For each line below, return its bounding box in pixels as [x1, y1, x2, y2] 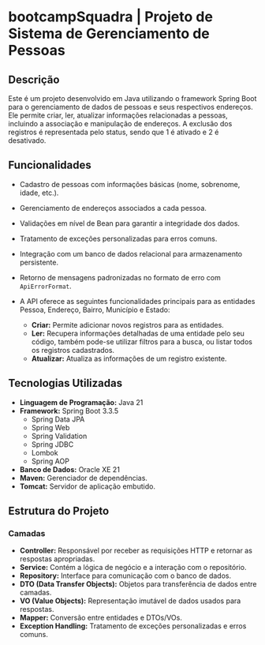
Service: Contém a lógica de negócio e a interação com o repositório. [19, 563, 247, 572]
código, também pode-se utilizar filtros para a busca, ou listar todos [31, 336, 252, 347]
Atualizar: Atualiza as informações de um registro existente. [31, 354, 227, 363]
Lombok [31, 448, 58, 457]
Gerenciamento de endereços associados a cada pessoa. [19, 203, 207, 212]
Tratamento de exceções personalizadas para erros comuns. [19, 234, 218, 243]
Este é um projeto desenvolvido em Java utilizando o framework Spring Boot [8, 94, 257, 103]
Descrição [8, 73, 60, 86]
